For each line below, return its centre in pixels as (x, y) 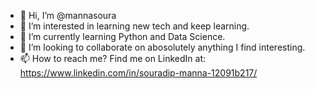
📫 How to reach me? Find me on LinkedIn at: (112, 58)
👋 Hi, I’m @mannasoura (68, 15)
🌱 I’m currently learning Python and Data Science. (122, 36)
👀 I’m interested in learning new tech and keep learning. (134, 26)
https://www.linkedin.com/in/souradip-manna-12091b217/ (138, 73)
